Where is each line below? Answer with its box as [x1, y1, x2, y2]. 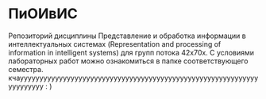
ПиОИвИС [8, 5, 78, 23]
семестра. [8, 64, 44, 74]
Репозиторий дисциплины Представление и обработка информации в [8, 31, 246, 40]
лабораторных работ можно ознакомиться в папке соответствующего [8, 56, 249, 66]
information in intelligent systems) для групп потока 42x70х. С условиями [8, 48, 255, 57]
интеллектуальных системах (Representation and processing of [8, 39, 222, 48]
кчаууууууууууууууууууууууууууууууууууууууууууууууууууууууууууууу [8, 73, 259, 82]
